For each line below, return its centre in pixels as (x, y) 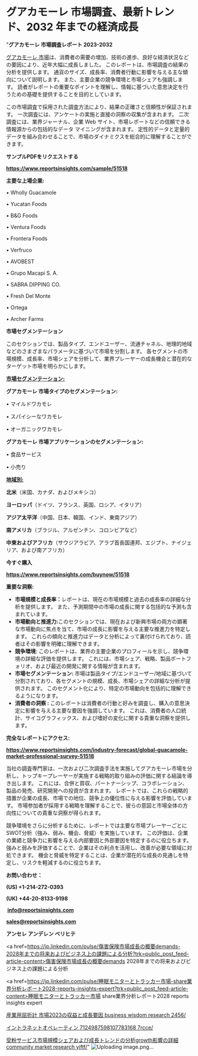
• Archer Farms (25, 319)
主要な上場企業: (25, 180)
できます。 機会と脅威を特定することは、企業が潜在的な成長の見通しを (97, 855)
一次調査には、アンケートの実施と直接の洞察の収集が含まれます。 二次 (103, 114)
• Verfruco (19, 250)
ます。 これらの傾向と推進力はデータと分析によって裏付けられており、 (100, 636)
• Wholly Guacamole (31, 192)
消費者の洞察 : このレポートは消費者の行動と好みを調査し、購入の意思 (100, 703)
